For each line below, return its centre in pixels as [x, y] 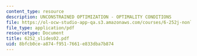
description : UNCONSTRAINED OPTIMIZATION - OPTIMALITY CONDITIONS [89, 17]
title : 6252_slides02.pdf [38, 38]
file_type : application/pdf [40, 28]
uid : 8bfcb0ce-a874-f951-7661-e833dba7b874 [60, 44]
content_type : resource [35, 11]
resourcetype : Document [35, 33]
